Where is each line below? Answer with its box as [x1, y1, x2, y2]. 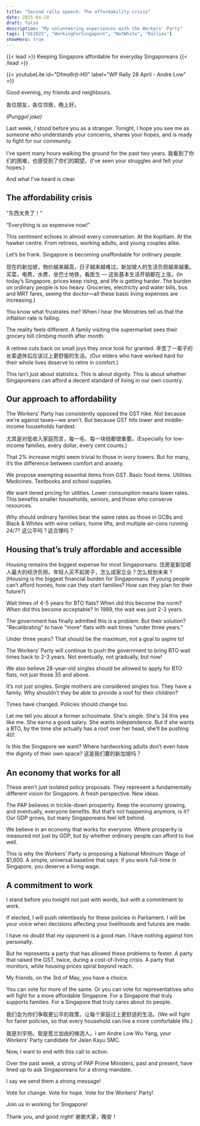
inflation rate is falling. [6, 314, 61, 322]
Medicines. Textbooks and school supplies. [6, 478, 113, 485]
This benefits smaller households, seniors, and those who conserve [6, 495, 173, 503]
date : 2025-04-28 [6, 14, 50, 20]
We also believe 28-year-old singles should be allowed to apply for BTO [6, 665, 183, 672]
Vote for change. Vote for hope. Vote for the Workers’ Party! [6, 1089, 154, 1097]
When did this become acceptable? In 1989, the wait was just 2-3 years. [6, 606, 183, 613]
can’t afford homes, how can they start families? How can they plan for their [6, 582, 193, 589]
